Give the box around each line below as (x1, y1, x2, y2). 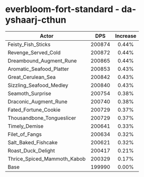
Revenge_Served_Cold (8, 49, 61, 56)
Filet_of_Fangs (8, 131, 42, 138)
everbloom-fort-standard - (5, 4, 119, 15)
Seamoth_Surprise (8, 90, 51, 97)
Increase (115, 32, 136, 39)
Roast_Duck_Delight (8, 147, 55, 154)
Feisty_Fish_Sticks (8, 41, 51, 48)
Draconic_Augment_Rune (8, 98, 68, 105)
